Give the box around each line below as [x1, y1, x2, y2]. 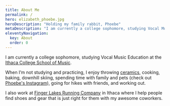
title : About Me [5, 7, 39, 13]
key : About [10, 36, 33, 41]
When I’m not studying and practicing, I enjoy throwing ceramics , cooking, [5, 69, 160, 75]
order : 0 [10, 40, 28, 45]
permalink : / [5, 12, 33, 17]
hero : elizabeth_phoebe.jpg [5, 17, 65, 22]
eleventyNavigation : [5, 31, 49, 36]
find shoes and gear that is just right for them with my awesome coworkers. [5, 95, 163, 101]
